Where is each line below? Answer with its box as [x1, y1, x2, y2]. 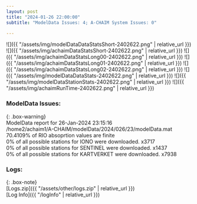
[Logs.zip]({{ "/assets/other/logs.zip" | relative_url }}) [6, 185, 135, 192]
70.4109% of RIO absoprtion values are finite [6, 131, 115, 139]
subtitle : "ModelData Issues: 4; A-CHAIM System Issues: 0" [6, 19, 157, 25]
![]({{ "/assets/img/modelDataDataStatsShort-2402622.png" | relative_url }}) [6, 41, 192, 48]
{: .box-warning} [6, 113, 46, 120]
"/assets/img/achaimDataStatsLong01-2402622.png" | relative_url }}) [14, 60, 182, 67]
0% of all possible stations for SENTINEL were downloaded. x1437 [6, 144, 168, 151]
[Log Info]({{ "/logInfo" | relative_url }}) [6, 191, 100, 198]
